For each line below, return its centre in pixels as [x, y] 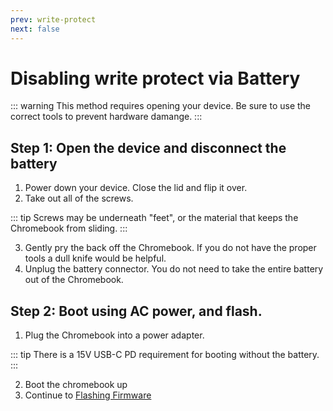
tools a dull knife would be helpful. [95, 258]
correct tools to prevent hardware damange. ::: [106, 117]
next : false [35, 29]
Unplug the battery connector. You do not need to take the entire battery [174, 269]
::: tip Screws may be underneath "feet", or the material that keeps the [154, 218]
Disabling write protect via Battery [155, 78]
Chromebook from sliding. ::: [69, 228]
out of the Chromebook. [74, 280]
